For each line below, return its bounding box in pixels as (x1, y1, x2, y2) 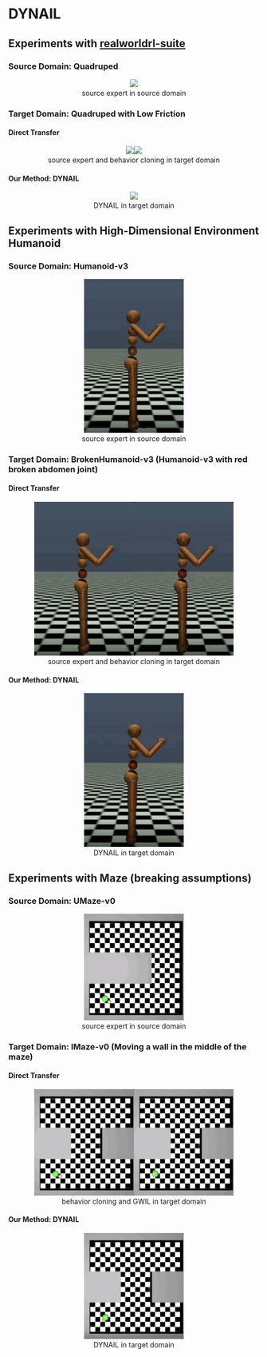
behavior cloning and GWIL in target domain (61, 1196, 206, 1206)
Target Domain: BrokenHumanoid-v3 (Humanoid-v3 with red (8, 453, 249, 464)
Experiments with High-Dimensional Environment (8, 224, 259, 237)
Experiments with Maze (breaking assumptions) (8, 871, 253, 885)
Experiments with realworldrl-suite (8, 37, 186, 50)
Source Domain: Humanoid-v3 (8, 261, 129, 272)
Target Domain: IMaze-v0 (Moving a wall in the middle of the (8, 1041, 247, 1052)
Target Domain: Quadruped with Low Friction (8, 108, 186, 119)
